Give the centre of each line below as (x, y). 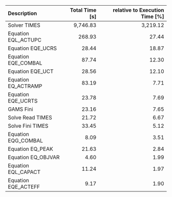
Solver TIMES (24, 25)
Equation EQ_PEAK (30, 149)
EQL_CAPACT (24, 172)
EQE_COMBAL (25, 63)
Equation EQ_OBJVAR (34, 157)
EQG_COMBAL (26, 141)
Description (23, 13)
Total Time (83, 10)
